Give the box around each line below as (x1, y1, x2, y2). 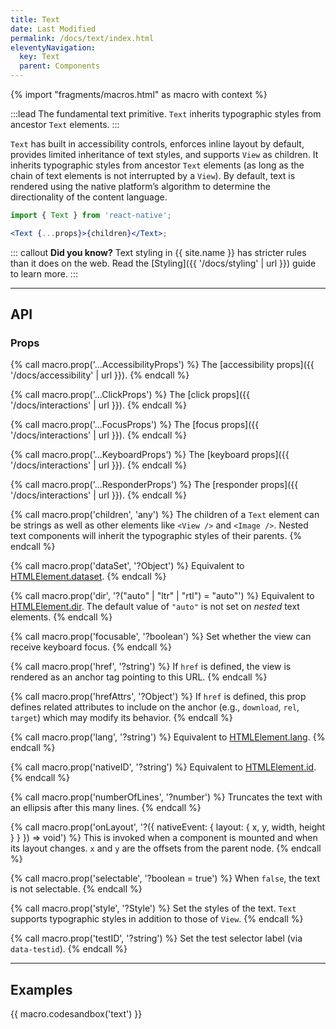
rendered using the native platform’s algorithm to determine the (10, 181, 271, 192)
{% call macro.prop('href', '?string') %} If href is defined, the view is (10, 661, 292, 673)
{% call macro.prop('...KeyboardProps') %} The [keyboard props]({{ (10, 449, 290, 461)
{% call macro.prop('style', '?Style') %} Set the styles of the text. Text (10, 902, 297, 915)
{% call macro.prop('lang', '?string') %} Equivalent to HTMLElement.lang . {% (10, 731, 326, 743)
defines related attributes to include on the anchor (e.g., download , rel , (10, 701, 300, 713)
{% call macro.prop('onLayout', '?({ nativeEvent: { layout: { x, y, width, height (10, 821, 326, 833)
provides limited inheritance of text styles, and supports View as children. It (10, 149, 319, 160)
